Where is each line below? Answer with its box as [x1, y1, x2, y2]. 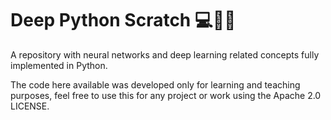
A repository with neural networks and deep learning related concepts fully [10, 48, 320, 61]
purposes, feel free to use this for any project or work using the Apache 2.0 [10, 89, 322, 101]
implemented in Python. [10, 59, 108, 71]
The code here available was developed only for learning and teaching [10, 78, 301, 91]
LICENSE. [10, 100, 50, 112]
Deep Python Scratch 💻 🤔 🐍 [10, 9, 237, 32]
